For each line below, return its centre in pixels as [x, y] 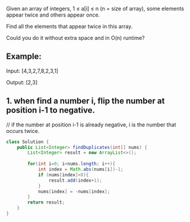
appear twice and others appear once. [53, 15]
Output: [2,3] [22, 82]
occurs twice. [23, 131]
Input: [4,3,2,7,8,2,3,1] [32, 71]
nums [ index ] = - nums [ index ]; [74, 191]
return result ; [46, 202]
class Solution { [28, 142]
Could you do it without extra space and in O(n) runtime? [75, 38]
